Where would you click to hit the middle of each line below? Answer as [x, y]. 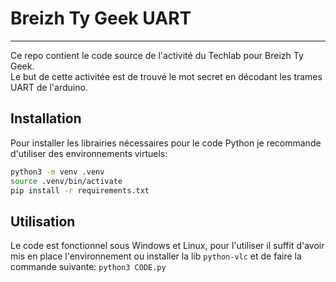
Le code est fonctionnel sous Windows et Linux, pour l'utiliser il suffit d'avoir [167, 246]
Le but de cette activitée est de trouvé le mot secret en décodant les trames [166, 76]
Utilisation [43, 221]
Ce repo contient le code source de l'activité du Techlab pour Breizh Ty [157, 55]
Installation [46, 118]
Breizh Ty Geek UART [101, 18]
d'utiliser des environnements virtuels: [89, 153]
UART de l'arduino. [49, 87]
